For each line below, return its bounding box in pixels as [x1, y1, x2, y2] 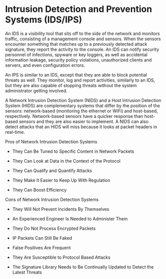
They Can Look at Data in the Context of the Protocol [12, 158, 120, 164]
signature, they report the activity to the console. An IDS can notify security [5, 46, 160, 52]
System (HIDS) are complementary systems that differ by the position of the [5, 102, 160, 108]
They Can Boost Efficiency [12, 186, 67, 192]
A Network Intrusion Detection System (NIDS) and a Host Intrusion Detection [5, 97, 162, 103]
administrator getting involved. [5, 88, 68, 93]
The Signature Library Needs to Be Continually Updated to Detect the [12, 264, 154, 270]
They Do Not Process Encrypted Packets [12, 225, 96, 231]
